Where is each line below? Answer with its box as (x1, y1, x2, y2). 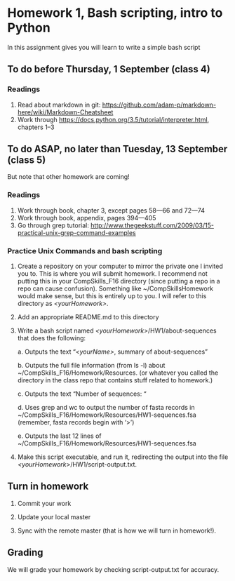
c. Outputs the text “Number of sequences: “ (17, 389, 147, 398)
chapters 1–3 (17, 123, 55, 131)
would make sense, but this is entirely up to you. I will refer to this (17, 292, 207, 300)
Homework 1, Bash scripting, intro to (7, 5, 223, 21)
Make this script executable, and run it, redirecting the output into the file (17, 453, 229, 461)
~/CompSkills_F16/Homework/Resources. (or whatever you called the (17, 368, 219, 377)
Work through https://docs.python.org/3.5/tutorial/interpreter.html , (17, 115, 210, 123)
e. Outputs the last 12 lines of (17, 432, 102, 440)
